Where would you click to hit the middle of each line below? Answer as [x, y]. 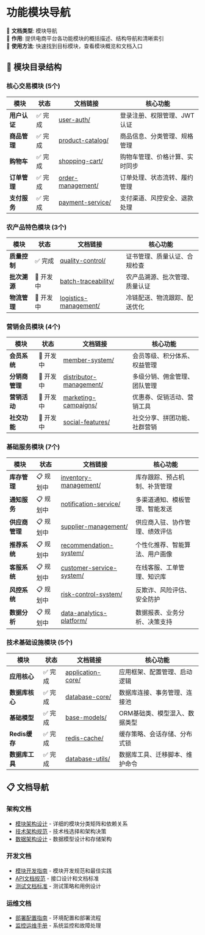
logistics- [74, 298]
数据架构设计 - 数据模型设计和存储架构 [63, 839]
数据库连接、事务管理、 [153, 693]
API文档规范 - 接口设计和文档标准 [57, 878]
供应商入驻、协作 [160, 522]
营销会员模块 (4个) [34, 326]
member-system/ [89, 360]
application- [83, 672]
